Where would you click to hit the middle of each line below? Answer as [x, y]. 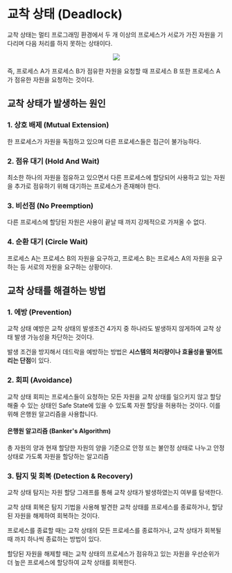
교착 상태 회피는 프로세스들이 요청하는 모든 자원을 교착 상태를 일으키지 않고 [108, 397]
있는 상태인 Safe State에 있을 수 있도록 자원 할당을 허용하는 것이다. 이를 [124, 405]
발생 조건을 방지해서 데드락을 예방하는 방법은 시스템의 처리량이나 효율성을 [106, 352]
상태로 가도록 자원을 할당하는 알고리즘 [58, 456]
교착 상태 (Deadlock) [65, 14]
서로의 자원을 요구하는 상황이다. [70, 266]
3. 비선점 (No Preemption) [51, 206]
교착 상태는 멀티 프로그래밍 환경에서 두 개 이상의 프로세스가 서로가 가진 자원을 [111, 35]
